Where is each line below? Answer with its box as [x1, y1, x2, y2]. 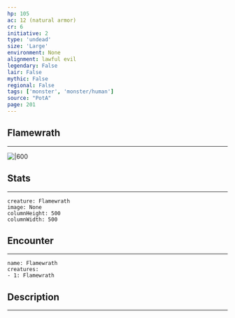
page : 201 [7, 101, 36, 108]
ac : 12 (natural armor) [7, 17, 77, 24]
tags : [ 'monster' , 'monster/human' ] [7, 88, 114, 95]
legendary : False [7, 62, 58, 69]
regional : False [7, 82, 55, 89]
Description [7, 291, 59, 303]
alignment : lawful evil [7, 56, 77, 63]
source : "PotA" [7, 95, 52, 102]
